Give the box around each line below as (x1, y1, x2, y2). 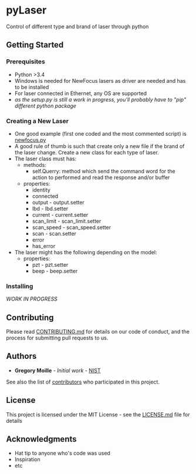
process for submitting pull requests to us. (6, 334, 109, 341)
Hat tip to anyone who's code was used (14, 450, 110, 457)
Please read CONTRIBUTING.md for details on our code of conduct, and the (6, 328, 190, 335)
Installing (6, 282, 33, 290)
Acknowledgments (6, 434, 77, 444)
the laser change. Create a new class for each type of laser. (14, 149, 160, 156)
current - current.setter (32, 211, 89, 218)
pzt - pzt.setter (32, 261, 69, 268)
